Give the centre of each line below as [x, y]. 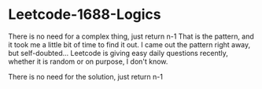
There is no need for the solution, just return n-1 [86, 76]
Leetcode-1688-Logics [85, 15]
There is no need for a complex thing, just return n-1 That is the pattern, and [131, 36]
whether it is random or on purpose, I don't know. [88, 61]
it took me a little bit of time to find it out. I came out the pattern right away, [129, 44]
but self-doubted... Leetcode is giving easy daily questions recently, [118, 53]
